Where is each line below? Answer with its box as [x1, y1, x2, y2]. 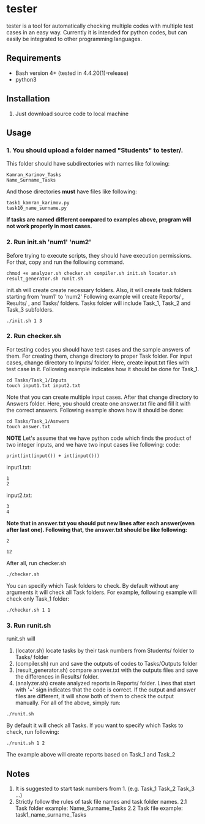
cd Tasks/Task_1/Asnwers [6, 418, 70, 425]
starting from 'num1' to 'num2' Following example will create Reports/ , [6, 293, 184, 300]
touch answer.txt [6, 423, 51, 429]
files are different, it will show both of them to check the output [15, 693, 174, 700]
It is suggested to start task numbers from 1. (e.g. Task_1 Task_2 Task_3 [15, 785, 195, 792]
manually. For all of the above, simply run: [15, 699, 121, 707]
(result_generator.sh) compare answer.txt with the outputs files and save [15, 666, 198, 674]
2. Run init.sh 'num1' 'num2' [6, 238, 92, 247]
